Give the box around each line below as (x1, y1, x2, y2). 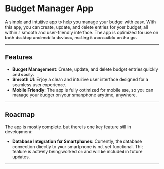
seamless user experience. (12, 81, 67, 88)
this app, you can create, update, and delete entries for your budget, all (5, 24, 148, 30)
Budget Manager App (5, 3, 94, 14)
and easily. (12, 71, 34, 77)
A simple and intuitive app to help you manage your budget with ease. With (5, 19, 156, 25)
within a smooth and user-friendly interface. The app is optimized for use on (5, 29, 159, 35)
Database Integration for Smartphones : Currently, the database (12, 138, 142, 144)
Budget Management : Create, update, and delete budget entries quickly (12, 66, 158, 72)
